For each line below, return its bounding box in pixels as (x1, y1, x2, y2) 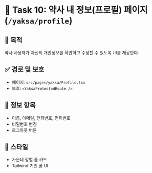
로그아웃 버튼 (11, 127, 37, 133)
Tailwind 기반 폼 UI (11, 163, 48, 169)
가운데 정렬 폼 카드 (11, 157, 47, 163)
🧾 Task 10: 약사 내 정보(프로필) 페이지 (4, 4, 148, 16)
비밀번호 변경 (11, 121, 37, 127)
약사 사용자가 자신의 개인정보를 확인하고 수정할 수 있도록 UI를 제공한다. (4, 50, 140, 55)
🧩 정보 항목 (4, 101, 36, 109)
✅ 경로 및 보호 (4, 65, 44, 74)
